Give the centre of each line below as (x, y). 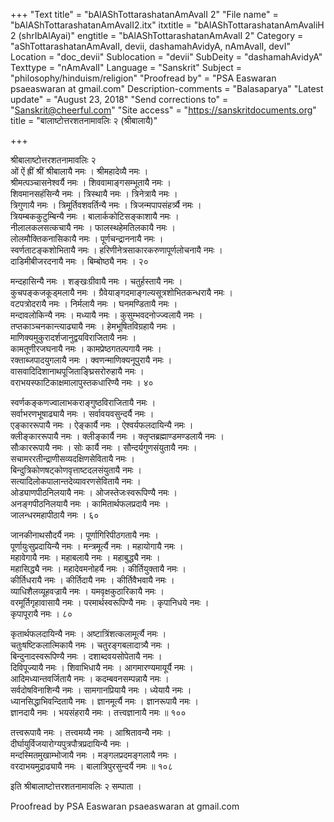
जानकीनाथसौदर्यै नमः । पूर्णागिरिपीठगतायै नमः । (84, 535)
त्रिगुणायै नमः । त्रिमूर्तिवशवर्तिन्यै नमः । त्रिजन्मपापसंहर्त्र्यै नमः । (106, 205)
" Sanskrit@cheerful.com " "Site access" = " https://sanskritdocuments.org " (163, 110)
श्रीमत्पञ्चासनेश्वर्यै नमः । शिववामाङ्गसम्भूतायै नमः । (91, 182)
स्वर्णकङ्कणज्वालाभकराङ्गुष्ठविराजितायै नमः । (83, 402)
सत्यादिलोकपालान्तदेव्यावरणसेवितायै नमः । (76, 481)
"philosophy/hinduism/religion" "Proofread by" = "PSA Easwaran (143, 78)
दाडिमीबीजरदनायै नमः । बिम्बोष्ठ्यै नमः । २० (79, 261)
